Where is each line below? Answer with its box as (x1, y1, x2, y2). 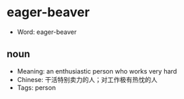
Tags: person (16, 83, 56, 92)
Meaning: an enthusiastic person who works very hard (16, 66, 178, 75)
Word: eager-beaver (16, 28, 77, 36)
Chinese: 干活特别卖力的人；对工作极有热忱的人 (16, 75, 158, 83)
